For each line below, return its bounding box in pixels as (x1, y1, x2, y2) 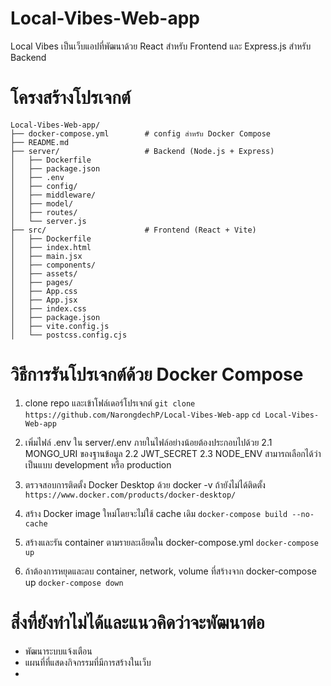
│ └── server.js (10, 216, 87, 226)
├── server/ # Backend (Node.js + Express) (10, 146, 275, 156)
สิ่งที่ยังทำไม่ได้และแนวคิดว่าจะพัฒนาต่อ (10, 612, 265, 634)
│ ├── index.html (10, 242, 92, 252)
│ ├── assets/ (10, 268, 78, 279)
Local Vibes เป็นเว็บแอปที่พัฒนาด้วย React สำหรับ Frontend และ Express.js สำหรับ (10, 40, 312, 52)
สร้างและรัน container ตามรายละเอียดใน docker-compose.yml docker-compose (24, 536, 320, 548)
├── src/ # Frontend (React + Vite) (10, 225, 257, 235)
